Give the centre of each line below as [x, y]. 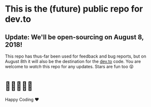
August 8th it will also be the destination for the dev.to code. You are [73, 61]
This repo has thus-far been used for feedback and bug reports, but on [75, 56]
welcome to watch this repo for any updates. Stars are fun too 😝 [69, 67]
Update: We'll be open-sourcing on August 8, [74, 37]
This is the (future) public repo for [74, 9]
